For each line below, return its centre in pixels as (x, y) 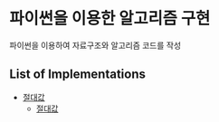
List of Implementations (78, 75)
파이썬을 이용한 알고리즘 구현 (110, 19)
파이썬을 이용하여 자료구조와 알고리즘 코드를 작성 (95, 45)
